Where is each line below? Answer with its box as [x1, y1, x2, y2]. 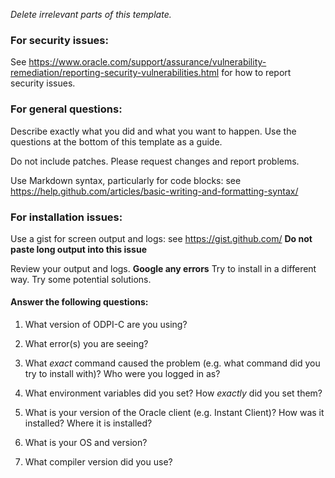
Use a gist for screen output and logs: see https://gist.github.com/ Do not [10, 232, 313, 244]
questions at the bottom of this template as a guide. [10, 135, 223, 148]
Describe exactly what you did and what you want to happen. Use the [10, 125, 297, 137]
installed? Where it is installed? [24, 417, 153, 429]
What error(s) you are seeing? [24, 338, 149, 350]
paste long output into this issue [10, 243, 148, 255]
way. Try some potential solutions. [10, 273, 152, 285]
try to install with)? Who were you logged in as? [24, 368, 221, 380]
